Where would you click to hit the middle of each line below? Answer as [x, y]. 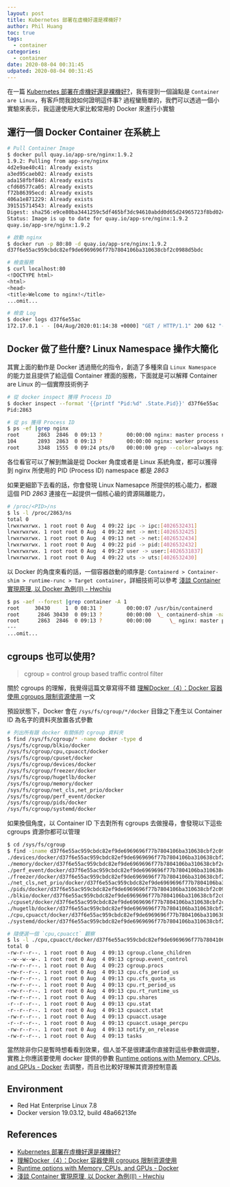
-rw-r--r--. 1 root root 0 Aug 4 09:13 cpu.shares [82, 998]
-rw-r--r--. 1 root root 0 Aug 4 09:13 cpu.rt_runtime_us [93, 991]
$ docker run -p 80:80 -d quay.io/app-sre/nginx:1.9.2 [87, 244]
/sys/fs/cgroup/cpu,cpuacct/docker [58, 752]
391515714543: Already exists [50, 206]
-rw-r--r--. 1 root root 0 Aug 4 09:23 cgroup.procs [86, 965]
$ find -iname [27, 851]
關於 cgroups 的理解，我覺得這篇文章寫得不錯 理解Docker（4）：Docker [108, 688]
